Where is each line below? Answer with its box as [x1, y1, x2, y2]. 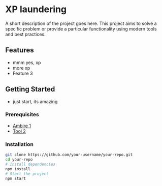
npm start [5, 176, 26, 181]
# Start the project [5, 171, 49, 176]
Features [5, 46, 34, 54]
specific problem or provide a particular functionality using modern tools [5, 25, 157, 32]
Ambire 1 [12, 122, 31, 129]
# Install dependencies [5, 162, 56, 167]
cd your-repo [5, 157, 33, 162]
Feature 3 [12, 70, 33, 76]
